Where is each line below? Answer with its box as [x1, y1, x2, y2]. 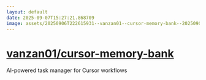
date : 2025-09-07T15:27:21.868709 [6, 15, 95, 21]
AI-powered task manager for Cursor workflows [6, 67, 128, 74]
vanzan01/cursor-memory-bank [6, 46, 174, 60]
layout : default [6, 9, 48, 15]
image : [6, 20, 23, 26]
